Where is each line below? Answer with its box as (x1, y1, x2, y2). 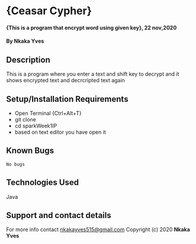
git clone (14, 116, 37, 123)
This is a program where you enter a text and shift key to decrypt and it (6, 70, 179, 78)
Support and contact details (6, 210, 111, 220)
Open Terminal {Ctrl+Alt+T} (14, 110, 82, 117)
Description (6, 54, 50, 65)
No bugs (6, 161, 25, 167)
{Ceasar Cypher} (6, 4, 92, 18)
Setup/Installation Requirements (6, 94, 128, 104)
